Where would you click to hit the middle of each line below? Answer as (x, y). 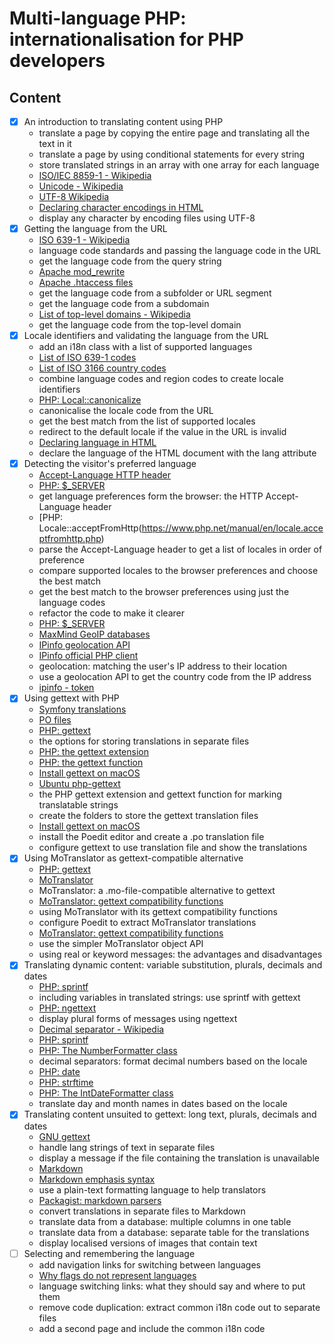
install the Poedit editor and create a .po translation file (151, 837)
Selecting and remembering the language (109, 1253)
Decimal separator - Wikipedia (101, 1029)
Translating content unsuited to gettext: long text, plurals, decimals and (170, 1114)
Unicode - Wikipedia (81, 186)
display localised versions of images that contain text (148, 1243)
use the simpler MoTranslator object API (121, 944)
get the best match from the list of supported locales (147, 421)
